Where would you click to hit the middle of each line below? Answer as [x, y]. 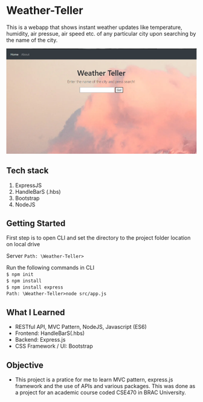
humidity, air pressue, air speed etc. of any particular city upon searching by [101, 33]
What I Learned [36, 312]
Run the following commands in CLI [50, 268]
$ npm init [20, 275]
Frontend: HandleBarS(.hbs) [50, 333]
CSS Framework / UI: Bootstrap [54, 346]
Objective [25, 365]
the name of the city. [32, 40]
